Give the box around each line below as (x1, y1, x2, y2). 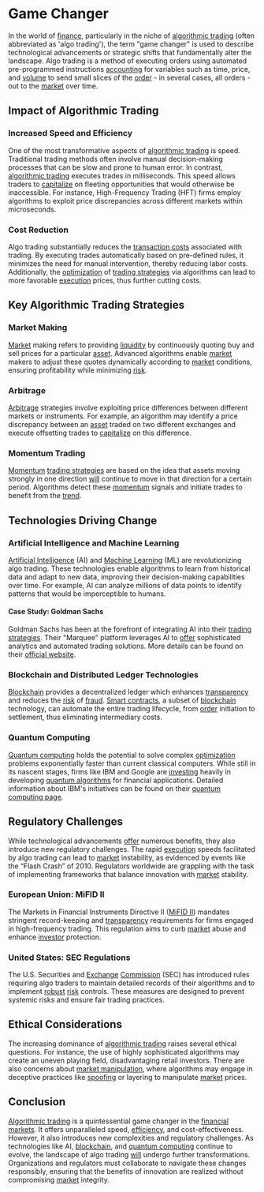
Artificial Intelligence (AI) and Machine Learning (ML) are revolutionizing (8, 555, 242, 564)
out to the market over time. (8, 81, 99, 91)
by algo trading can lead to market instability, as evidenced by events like (8, 853, 246, 862)
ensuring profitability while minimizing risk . (8, 365, 147, 375)
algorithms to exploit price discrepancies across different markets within (8, 196, 243, 205)
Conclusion (8, 1095, 66, 1109)
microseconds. (8, 204, 57, 214)
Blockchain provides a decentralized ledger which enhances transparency (8, 688, 249, 697)
